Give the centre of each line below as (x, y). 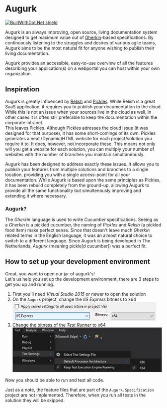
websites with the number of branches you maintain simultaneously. (75, 154)
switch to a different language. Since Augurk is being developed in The (78, 241)
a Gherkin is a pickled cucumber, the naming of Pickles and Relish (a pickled (83, 225)
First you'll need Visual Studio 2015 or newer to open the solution (79, 294)
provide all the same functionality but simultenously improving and (73, 191)
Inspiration (22, 90)
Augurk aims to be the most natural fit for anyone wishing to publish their (80, 48)
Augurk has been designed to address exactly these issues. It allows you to (82, 164)
